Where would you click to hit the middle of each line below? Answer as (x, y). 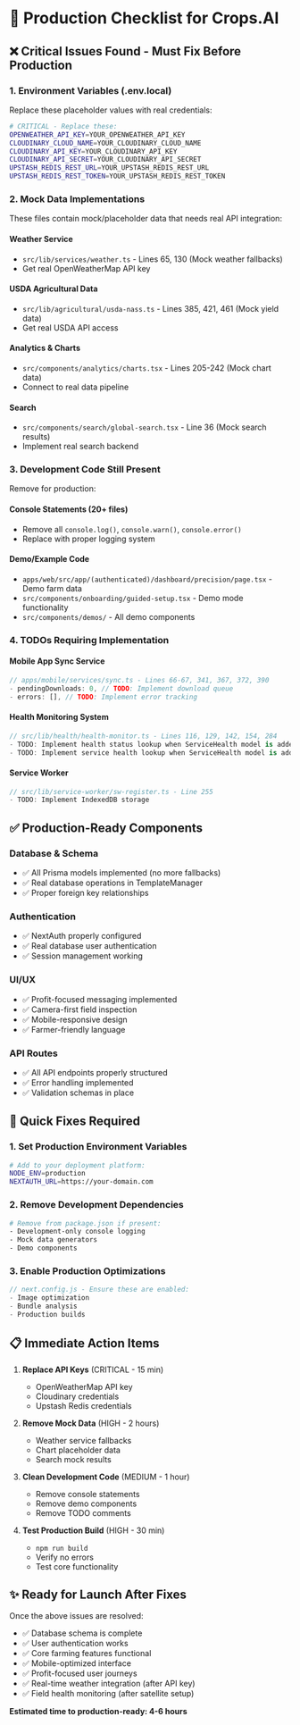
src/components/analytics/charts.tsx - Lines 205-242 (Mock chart (147, 368)
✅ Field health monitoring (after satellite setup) (108, 1694)
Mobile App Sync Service (57, 661)
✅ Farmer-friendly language (74, 1029)
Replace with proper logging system (88, 539)
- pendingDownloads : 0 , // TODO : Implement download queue (121, 688)
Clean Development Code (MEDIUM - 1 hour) (106, 1477)
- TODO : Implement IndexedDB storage (79, 800)
